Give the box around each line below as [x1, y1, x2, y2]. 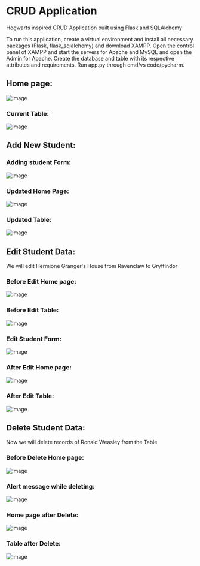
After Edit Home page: [6, 363, 72, 371]
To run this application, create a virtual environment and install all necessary [6, 35, 193, 43]
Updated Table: [6, 215, 52, 224]
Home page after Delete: [6, 511, 79, 519]
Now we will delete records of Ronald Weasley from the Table [6, 439, 158, 446]
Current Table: [6, 109, 50, 118]
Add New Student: [6, 140, 76, 150]
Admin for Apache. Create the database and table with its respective [6, 55, 175, 62]
